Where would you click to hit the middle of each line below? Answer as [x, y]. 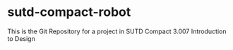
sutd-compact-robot [69, 12]
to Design [21, 38]
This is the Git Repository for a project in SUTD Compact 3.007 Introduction [117, 31]
